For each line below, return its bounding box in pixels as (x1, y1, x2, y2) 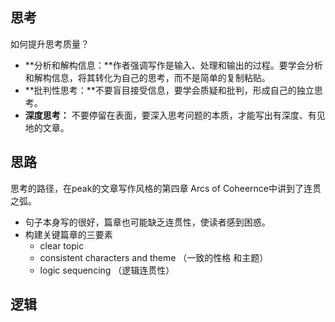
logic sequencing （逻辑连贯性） (39, 264, 175, 276)
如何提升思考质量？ (10, 38, 90, 50)
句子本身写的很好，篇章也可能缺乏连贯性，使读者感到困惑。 (24, 216, 271, 228)
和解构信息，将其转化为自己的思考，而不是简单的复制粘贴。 (24, 71, 271, 83)
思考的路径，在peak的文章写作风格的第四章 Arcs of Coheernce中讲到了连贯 (10, 182, 322, 194)
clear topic (39, 239, 85, 252)
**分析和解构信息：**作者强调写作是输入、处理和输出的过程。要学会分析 (24, 59, 323, 71)
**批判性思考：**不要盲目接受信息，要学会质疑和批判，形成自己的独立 (24, 84, 315, 96)
